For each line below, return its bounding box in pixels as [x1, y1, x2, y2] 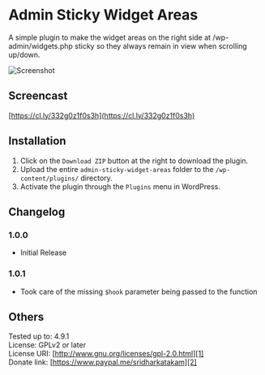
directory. [80, 173, 113, 183]
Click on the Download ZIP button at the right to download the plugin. [19, 156, 249, 166]
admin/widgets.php [8, 41, 73, 50]
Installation [8, 134, 66, 148]
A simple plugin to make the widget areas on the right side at [8, 32, 212, 42]
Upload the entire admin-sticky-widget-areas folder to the [19, 164, 214, 174]
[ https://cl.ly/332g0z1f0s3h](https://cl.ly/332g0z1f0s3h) [8, 110, 195, 120]
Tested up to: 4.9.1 [8, 331, 70, 342]
